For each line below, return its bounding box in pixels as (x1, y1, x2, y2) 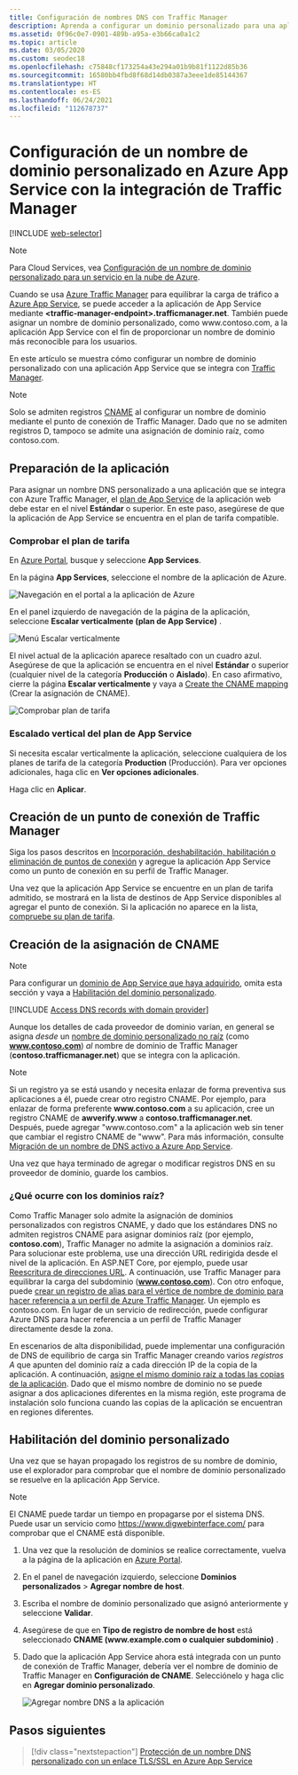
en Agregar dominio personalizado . (21, 1680, 155, 1691)
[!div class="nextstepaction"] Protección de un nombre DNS (30, 1747, 252, 1757)
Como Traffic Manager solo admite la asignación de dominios (9, 1209, 233, 1221)
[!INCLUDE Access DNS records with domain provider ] (9, 1004, 209, 1015)
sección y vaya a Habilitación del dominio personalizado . (9, 987, 217, 998)
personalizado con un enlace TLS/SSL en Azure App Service (30, 1755, 253, 1767)
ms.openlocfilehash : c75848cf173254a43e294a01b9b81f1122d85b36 (9, 63, 248, 72)
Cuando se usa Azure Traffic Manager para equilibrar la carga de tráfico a (9, 289, 279, 300)
